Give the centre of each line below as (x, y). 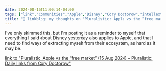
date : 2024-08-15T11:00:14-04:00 (40, 10)
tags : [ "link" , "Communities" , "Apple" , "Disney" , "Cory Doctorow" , (73, 14)
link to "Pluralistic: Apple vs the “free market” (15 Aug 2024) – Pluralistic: (79, 58)
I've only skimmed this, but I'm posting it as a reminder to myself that (75, 33)
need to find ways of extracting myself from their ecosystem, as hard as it (80, 43)
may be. (13, 49)
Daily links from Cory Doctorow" (38, 63)
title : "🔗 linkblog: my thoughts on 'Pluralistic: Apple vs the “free (79, 19)
